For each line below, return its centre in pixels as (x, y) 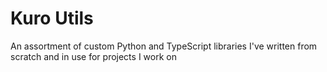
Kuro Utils (52, 18)
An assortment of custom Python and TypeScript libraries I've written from (164, 46)
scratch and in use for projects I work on (93, 56)
